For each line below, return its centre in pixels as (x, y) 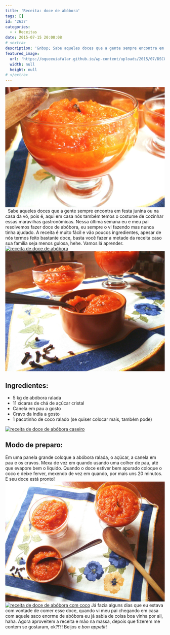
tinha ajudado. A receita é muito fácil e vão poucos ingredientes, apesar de (83, 232)
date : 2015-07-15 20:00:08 (34, 38)
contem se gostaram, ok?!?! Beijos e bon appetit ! (56, 626)
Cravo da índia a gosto (36, 414)
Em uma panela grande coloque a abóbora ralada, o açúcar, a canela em (81, 457)
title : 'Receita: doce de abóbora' (43, 11)
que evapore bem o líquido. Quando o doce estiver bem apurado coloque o (83, 468)
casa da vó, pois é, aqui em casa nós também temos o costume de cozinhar (84, 216)
